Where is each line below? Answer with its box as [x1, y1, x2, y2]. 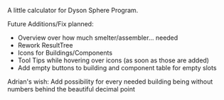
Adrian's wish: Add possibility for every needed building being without [7, 77, 213, 86]
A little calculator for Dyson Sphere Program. [7, 6, 139, 14]
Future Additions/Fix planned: [7, 20, 94, 28]
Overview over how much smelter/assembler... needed [17, 33, 178, 42]
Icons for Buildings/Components [17, 49, 112, 57]
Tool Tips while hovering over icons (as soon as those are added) [17, 56, 210, 65]
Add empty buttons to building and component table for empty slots [17, 64, 217, 72]
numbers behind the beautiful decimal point [7, 85, 135, 93]
